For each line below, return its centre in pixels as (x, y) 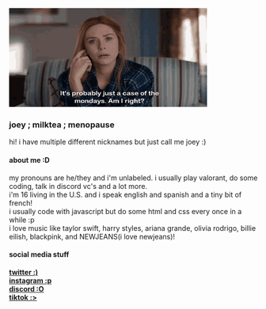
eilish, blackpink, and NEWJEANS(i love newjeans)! (92, 236)
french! (21, 203)
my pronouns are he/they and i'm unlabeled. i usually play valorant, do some (133, 178)
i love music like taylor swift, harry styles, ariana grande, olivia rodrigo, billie (133, 228)
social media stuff (39, 254)
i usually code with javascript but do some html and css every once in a (125, 211)
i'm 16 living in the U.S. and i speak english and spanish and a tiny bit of (125, 194)
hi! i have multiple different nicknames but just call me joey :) (108, 142)
